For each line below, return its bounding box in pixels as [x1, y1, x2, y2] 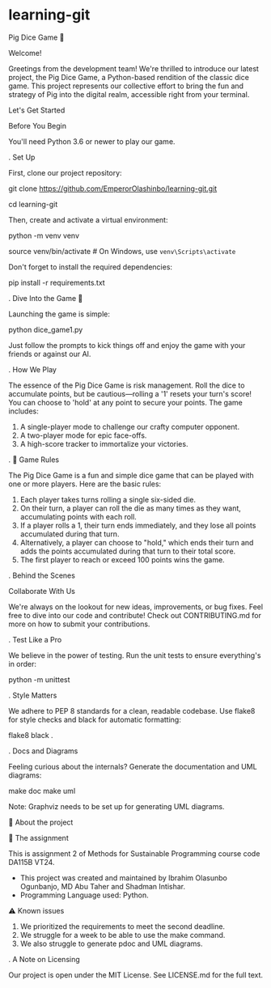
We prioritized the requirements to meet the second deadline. [19, 921, 225, 931]
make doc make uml [8, 786, 76, 795]
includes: [8, 406, 39, 416]
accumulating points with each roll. [19, 511, 138, 521]
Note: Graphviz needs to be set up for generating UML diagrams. [8, 801, 225, 811]
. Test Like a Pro [8, 634, 62, 644]
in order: [8, 659, 37, 668]
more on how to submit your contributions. [8, 619, 150, 629]
